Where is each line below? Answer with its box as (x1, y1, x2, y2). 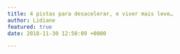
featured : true (7, 23, 53, 30)
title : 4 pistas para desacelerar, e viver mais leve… (7, 10, 174, 18)
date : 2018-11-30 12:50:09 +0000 (7, 29, 107, 37)
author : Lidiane (7, 17, 55, 24)
